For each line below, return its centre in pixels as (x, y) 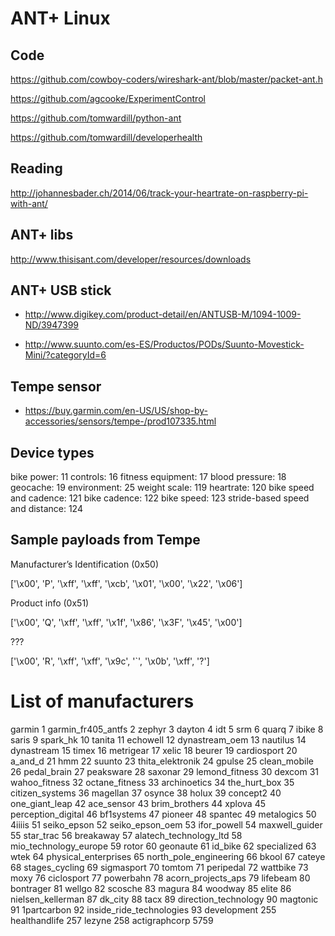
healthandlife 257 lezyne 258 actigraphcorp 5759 (112, 920)
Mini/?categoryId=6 (65, 355)
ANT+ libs (42, 235)
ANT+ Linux (60, 18)
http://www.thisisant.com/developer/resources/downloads (131, 259)
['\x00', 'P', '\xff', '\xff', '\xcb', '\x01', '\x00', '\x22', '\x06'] (126, 583)
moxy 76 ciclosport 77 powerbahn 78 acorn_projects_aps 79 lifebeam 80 (160, 878)
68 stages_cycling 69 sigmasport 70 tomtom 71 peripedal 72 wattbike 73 (159, 867)
